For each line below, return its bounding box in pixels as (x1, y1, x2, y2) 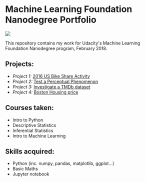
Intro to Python (12, 116, 43, 123)
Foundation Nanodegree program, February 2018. (5, 45, 107, 51)
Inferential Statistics (12, 127, 53, 133)
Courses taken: (5, 103, 54, 112)
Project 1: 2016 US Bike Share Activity (12, 73, 90, 79)
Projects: (5, 60, 34, 68)
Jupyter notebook (12, 171, 49, 177)
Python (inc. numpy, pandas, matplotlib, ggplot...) (12, 160, 114, 166)
